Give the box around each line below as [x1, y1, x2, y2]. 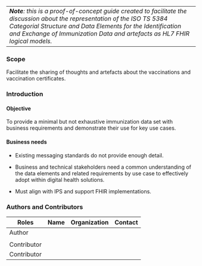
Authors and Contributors [6, 202, 83, 211]
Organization [70, 218, 109, 226]
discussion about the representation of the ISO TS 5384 [9, 14, 168, 23]
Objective [6, 104, 31, 112]
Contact [114, 218, 138, 226]
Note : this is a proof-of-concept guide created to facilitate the [9, 7, 188, 15]
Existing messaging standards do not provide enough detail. [14, 151, 164, 159]
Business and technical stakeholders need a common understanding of [14, 163, 191, 171]
